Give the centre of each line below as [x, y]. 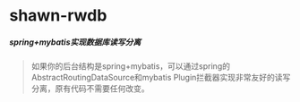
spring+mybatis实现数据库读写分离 [75, 42]
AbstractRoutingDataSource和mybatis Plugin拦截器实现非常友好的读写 [161, 78]
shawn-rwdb [58, 16]
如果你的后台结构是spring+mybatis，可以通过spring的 [131, 66]
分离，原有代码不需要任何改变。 [90, 89]
